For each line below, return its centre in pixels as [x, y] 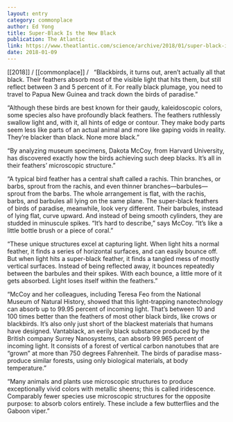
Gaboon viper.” [28, 411]
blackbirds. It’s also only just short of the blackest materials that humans [110, 323]
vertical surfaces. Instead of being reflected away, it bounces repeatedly [111, 266]
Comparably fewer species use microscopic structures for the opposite [109, 396]
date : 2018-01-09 [32, 53]
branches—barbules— [175, 186]
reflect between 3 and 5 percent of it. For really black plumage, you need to [115, 87]
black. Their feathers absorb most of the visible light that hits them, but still [114, 79]
